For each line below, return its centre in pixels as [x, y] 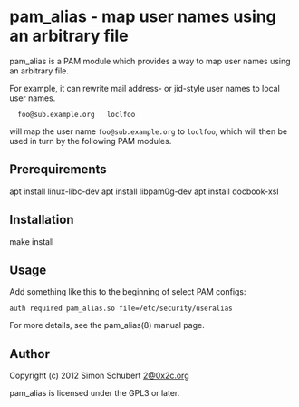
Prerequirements [58, 170]
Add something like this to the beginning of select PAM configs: [128, 292]
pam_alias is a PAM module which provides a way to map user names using [150, 61]
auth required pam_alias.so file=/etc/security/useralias [121, 309]
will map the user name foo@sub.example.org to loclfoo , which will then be [149, 131]
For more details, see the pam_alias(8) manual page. [107, 325]
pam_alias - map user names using [143, 17]
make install [32, 241]
